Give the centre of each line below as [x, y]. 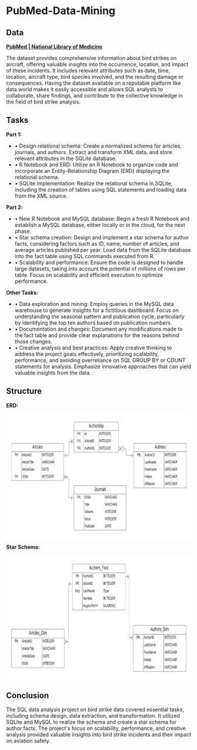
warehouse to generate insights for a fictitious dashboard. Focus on [97, 310]
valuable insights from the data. [53, 372]
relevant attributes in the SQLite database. [66, 158]
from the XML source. [41, 196]
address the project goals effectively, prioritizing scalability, [87, 354]
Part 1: [14, 134]
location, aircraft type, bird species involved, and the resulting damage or [95, 77]
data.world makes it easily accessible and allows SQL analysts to [85, 89]
